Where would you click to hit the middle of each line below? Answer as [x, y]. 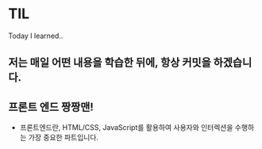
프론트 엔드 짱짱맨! [51, 107]
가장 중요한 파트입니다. [64, 138]
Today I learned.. [36, 36]
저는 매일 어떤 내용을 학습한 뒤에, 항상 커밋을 [110, 63]
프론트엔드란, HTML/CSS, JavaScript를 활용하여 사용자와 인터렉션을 [126, 128]
